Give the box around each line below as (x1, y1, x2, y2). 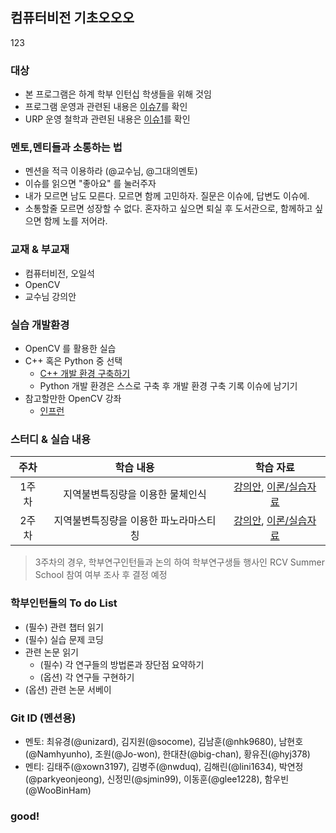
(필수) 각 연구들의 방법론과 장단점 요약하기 (39, 658, 205, 670)
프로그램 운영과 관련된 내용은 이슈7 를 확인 (24, 101, 188, 113)
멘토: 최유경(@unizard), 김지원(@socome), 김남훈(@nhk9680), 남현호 (24, 735, 304, 747)
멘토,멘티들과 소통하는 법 (10, 141, 123, 155)
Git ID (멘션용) (10, 711, 77, 725)
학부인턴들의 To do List (10, 596, 118, 610)
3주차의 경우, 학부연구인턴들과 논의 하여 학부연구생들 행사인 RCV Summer (34, 556, 325, 568)
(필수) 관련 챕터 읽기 (24, 621, 104, 633)
